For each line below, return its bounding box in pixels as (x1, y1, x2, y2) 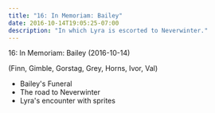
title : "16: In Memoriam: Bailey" (8, 11, 123, 20)
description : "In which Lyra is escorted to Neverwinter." (8, 26, 209, 34)
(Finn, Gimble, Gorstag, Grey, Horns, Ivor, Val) (8, 64, 158, 73)
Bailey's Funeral (19, 79, 72, 88)
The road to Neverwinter (19, 88, 101, 97)
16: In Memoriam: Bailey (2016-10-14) (8, 49, 131, 58)
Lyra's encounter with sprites (19, 96, 115, 106)
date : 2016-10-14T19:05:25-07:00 (8, 19, 119, 27)
